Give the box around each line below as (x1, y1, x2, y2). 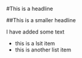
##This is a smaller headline (6, 17, 77, 23)
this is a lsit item (14, 40, 55, 47)
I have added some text (6, 28, 65, 35)
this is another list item (14, 46, 71, 53)
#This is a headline (6, 5, 53, 12)
